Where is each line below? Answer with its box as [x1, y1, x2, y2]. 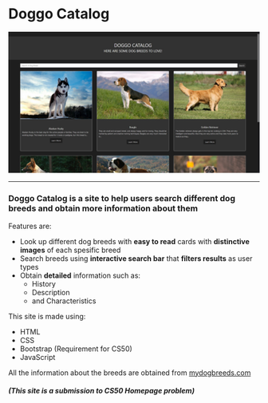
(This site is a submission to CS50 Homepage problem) [8, 386, 195, 396]
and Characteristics [31, 296, 97, 306]
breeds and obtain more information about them [8, 203, 198, 214]
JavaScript [19, 352, 56, 362]
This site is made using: [8, 311, 86, 321]
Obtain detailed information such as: [19, 271, 141, 280]
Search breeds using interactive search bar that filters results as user [19, 253, 253, 263]
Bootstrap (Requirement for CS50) [19, 344, 133, 354]
